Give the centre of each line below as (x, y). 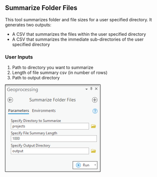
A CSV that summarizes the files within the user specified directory (79, 34)
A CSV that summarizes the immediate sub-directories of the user (78, 39)
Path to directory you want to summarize (53, 68)
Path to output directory (36, 78)
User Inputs (19, 57)
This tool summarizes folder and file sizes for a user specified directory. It (78, 19)
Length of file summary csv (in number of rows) (60, 73)
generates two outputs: (28, 25)
